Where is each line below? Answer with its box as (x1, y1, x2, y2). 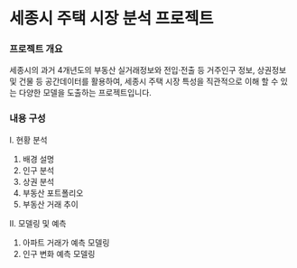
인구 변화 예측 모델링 (22, 248, 96, 259)
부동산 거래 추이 (22, 199, 79, 209)
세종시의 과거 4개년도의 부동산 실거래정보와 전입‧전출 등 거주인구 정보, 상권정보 (9, 65, 287, 76)
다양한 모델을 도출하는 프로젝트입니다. (18, 88, 152, 98)
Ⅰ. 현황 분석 (9, 134, 48, 145)
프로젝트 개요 (9, 42, 63, 55)
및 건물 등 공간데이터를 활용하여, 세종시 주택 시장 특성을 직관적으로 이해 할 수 (9, 76, 279, 87)
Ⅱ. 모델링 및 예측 (9, 217, 67, 228)
